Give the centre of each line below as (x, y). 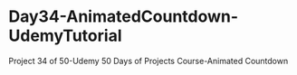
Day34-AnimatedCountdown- (124, 17)
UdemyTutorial (65, 36)
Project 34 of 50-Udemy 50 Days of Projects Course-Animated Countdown (148, 61)
